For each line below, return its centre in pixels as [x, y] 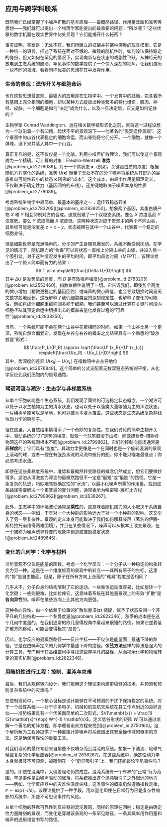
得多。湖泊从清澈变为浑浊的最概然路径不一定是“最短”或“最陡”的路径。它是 [81, 477]
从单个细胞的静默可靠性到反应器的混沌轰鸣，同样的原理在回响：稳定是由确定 [83, 807]
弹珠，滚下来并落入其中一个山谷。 [40, 144]
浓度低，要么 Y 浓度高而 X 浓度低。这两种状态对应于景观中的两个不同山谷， [83, 221]
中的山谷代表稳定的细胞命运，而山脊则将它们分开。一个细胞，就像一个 [90, 137]
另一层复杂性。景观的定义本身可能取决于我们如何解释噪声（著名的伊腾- [87, 519]
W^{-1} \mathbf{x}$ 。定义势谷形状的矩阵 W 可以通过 [103, 719]
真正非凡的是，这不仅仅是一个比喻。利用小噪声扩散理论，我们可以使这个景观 [83, 154]
